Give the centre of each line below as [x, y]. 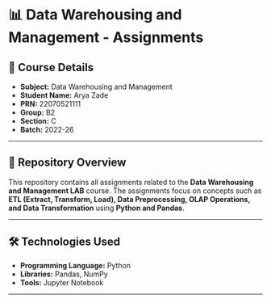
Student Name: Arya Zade [64, 95]
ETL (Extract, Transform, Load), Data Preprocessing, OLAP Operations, [129, 199]
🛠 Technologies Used [65, 242]
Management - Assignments [106, 38]
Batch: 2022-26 [47, 130]
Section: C [38, 121]
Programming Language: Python [75, 265]
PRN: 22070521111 [50, 104]
